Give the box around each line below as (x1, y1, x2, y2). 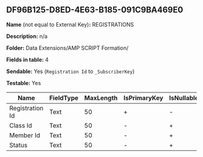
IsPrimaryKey (123, 94, 164, 102)
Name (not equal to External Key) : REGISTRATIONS (6, 21, 134, 28)
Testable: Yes (6, 79, 41, 86)
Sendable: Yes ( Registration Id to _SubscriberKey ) (6, 68, 135, 75)
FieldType (49, 94, 79, 102)
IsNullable (169, 94, 199, 102)
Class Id (9, 121, 32, 129)
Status (9, 141, 28, 149)
